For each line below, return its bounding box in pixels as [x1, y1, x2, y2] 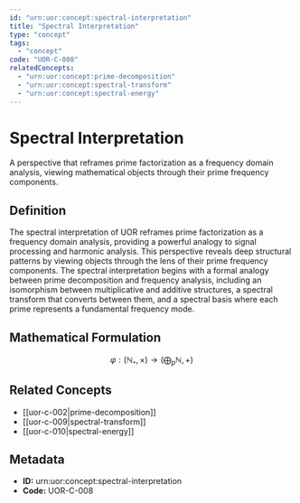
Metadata [9, 452, 65, 468]
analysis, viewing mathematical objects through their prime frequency [9, 167, 269, 178]
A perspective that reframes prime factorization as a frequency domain [9, 157, 274, 168]
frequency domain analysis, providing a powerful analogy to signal [9, 237, 258, 247]
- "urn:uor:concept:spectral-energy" [17, 88, 160, 98]
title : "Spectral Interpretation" [9, 22, 140, 31]
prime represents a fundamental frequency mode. [9, 303, 195, 314]
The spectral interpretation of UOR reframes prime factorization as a [9, 227, 264, 238]
